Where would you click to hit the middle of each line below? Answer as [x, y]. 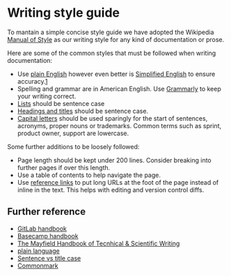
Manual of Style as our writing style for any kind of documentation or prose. [116, 39]
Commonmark [38, 266]
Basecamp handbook [48, 236]
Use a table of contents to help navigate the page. [89, 175]
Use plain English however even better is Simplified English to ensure [116, 74]
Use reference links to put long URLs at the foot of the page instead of [118, 182]
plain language [39, 251]
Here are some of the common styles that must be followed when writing [112, 53]
